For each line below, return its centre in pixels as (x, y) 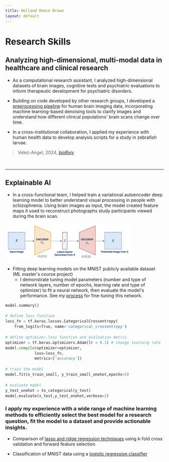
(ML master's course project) (43, 274)
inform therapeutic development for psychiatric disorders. (72, 91)
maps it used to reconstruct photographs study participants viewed (82, 211)
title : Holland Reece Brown (35, 11)
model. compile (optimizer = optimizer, (44, 348)
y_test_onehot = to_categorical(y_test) (48, 390)
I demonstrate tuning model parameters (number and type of (83, 279)
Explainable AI (28, 182)
